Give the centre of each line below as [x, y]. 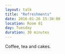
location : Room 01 [24, 23]
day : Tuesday [18, 28]
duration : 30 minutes [27, 32]
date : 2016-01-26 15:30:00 [33, 19]
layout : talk [18, 10]
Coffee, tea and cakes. [28, 46]
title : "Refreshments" [28, 14]
